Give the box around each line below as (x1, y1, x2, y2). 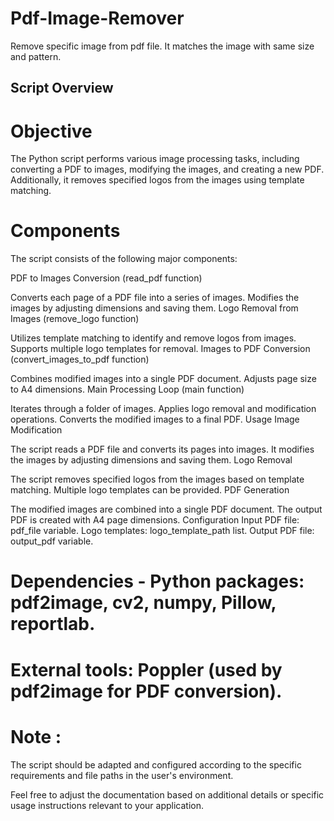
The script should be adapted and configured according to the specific (10, 758, 302, 771)
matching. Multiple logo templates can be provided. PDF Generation (10, 484, 290, 496)
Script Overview (10, 80, 114, 97)
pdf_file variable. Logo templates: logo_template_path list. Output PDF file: (10, 525, 315, 537)
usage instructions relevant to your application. (10, 799, 204, 811)
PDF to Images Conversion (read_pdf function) (10, 272, 203, 284)
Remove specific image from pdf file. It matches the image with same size (10, 40, 315, 52)
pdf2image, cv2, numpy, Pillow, (10, 592, 277, 614)
